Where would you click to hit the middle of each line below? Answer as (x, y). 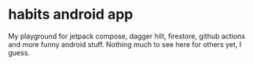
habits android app (71, 14)
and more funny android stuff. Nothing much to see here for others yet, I (125, 44)
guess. (19, 52)
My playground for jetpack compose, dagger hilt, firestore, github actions (127, 36)
